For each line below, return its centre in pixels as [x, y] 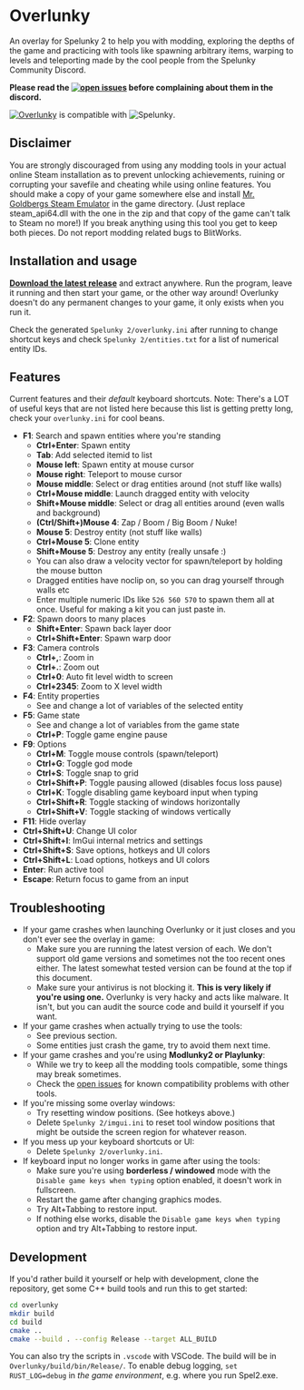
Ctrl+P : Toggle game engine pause [102, 735]
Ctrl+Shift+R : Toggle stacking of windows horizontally [138, 802]
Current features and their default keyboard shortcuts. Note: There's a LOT [149, 399]
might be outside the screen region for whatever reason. [142, 1132]
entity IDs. [29, 348]
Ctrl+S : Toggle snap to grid [87, 773]
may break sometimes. [78, 1074]
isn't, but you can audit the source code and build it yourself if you [160, 1007]
